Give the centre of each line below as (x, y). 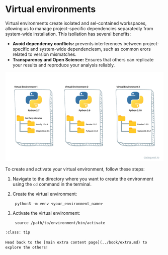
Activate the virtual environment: (46, 213)
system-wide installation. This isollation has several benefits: (68, 34)
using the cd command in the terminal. (52, 184)
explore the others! (27, 247)
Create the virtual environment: (45, 194)
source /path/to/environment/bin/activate (60, 223)
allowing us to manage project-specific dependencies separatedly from (79, 28)
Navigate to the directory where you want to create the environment (83, 179)
